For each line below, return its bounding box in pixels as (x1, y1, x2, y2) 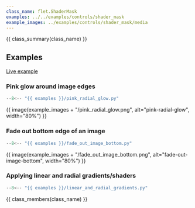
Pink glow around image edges (6, 82, 95, 91)
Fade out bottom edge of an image (6, 127, 105, 135)
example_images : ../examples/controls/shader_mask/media (6, 19, 148, 25)
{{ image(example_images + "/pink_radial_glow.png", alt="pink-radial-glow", (6, 106, 190, 113)
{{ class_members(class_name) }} (6, 195, 88, 202)
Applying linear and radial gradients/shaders (6, 172, 136, 180)
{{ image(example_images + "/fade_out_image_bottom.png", (6, 151, 152, 158)
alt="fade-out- (152, 151, 188, 158)
